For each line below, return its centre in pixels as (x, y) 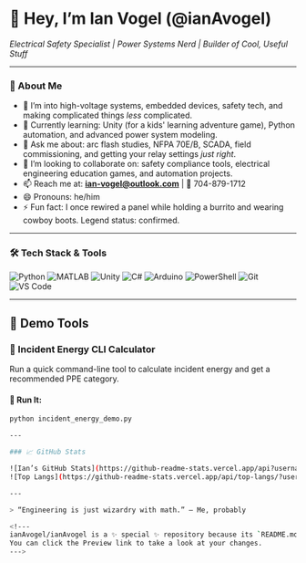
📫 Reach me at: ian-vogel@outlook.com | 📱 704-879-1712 (134, 184)
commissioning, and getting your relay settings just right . (129, 154)
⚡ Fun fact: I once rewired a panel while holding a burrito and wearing (153, 207)
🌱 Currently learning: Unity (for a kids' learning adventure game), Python (159, 125)
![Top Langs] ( (36, 477)
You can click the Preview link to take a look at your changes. (136, 543)
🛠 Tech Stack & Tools (58, 253)
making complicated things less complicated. (107, 115)
